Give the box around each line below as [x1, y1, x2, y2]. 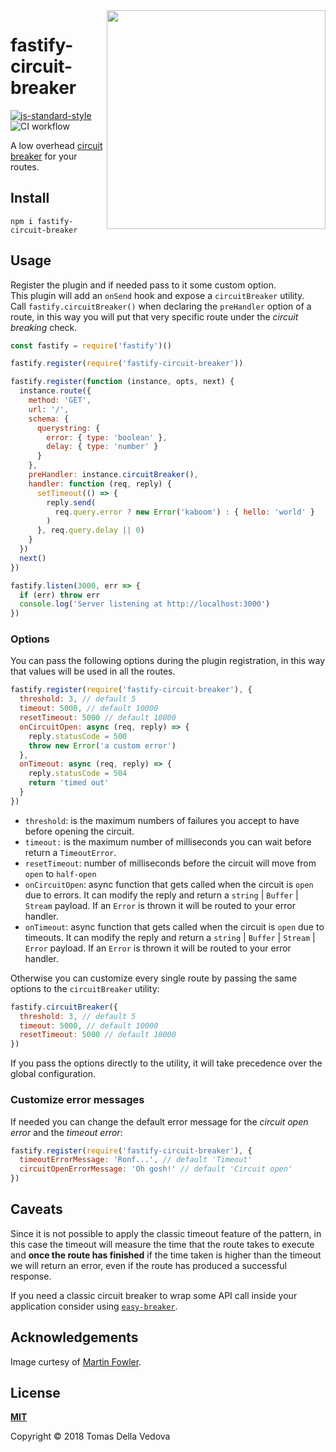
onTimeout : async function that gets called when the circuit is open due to [24, 920, 325, 933]
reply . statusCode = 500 [28, 731, 128, 741]
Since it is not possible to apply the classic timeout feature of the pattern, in [10, 1227, 322, 1239]
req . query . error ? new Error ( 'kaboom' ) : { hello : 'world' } [54, 507, 316, 517]
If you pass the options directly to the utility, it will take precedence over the [10, 1057, 323, 1069]
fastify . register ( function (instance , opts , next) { [10, 377, 235, 387]
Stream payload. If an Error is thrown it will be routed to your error [24, 899, 296, 911]
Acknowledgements [10, 1329, 139, 1346]
